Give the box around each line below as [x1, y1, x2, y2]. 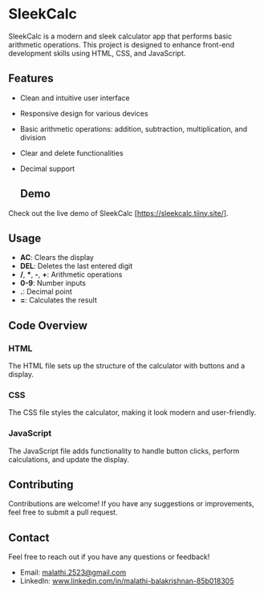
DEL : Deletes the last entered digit [19, 262, 133, 271]
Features [8, 71, 54, 85]
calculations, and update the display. [8, 454, 130, 464]
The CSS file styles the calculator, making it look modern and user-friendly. [8, 408, 257, 417]
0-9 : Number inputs [19, 278, 87, 288]
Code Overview [8, 319, 88, 332]
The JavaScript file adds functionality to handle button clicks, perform [8, 446, 240, 456]
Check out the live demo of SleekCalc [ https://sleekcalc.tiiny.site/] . [8, 208, 229, 217]
